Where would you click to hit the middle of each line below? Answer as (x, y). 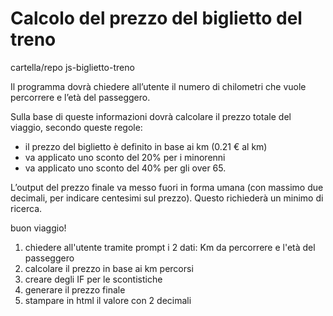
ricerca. (26, 208)
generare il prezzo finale (75, 289)
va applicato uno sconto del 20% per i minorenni (125, 157)
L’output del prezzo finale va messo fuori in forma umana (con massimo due (167, 187)
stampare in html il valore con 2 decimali (108, 300)
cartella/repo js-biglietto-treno (72, 67)
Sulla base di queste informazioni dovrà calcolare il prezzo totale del (151, 116)
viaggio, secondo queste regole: (76, 127)
